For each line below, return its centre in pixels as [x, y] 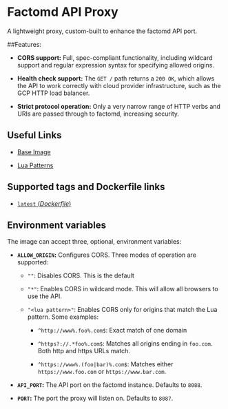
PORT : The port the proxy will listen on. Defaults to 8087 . [95, 398]
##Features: [24, 44]
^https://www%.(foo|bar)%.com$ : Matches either [105, 364]
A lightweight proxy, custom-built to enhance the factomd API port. [102, 31]
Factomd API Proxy [63, 12]
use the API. [44, 296]
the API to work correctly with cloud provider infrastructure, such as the [119, 85]
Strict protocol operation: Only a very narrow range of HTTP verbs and [118, 106]
